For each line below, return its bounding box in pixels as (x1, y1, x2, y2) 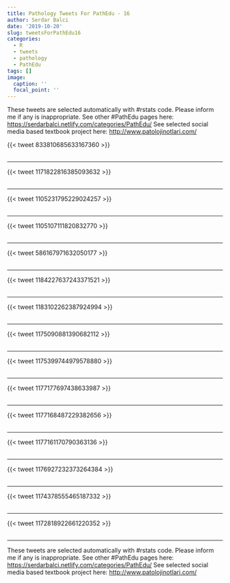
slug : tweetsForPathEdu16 (7, 29, 81, 36)
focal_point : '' (13, 87, 60, 93)
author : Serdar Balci (7, 16, 69, 23)
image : (7, 73, 26, 81)
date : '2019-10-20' (7, 23, 63, 30)
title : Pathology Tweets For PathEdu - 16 (7, 10, 130, 17)
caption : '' (13, 80, 48, 87)
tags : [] (7, 67, 32, 74)
